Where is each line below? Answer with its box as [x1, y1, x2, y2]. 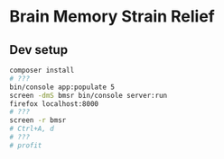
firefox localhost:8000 [9, 99, 99, 109]
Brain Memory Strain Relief [9, 6, 215, 27]
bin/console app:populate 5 [9, 83, 116, 92]
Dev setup [9, 42, 69, 57]
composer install [9, 66, 75, 75]
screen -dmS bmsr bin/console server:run [9, 91, 168, 100]
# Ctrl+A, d [9, 124, 54, 134]
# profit [9, 141, 42, 150]
